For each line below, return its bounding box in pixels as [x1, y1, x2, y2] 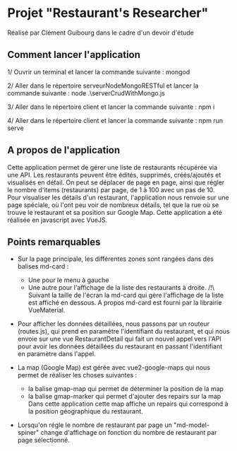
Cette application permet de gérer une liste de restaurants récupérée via [7, 163, 218, 171]
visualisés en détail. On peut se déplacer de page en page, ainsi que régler [7, 178, 225, 187]
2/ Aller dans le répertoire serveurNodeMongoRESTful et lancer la [7, 81, 199, 90]
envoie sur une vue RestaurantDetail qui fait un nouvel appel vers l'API [17, 334, 222, 344]
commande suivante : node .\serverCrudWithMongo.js [7, 88, 166, 97]
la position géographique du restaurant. [28, 407, 143, 416]
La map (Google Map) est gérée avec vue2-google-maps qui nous [17, 363, 210, 372]
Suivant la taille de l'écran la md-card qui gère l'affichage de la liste [28, 291, 224, 300]
